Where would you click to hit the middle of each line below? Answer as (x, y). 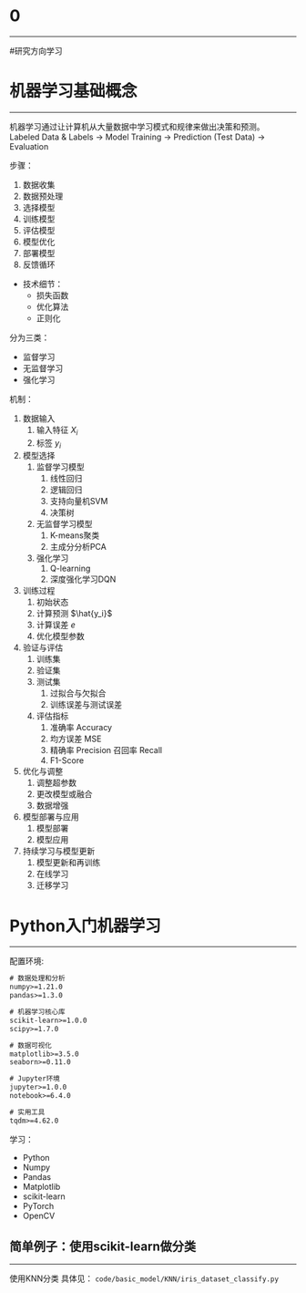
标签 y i (49, 444)
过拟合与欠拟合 (78, 693)
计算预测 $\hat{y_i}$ (74, 614)
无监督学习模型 (64, 524)
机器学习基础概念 (74, 91)
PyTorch (38, 1205)
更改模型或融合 (64, 794)
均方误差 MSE (76, 739)
